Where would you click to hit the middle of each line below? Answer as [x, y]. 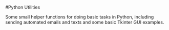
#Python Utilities [23, 7]
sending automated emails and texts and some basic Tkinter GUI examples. [85, 22]
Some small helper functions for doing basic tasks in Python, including [80, 17]
